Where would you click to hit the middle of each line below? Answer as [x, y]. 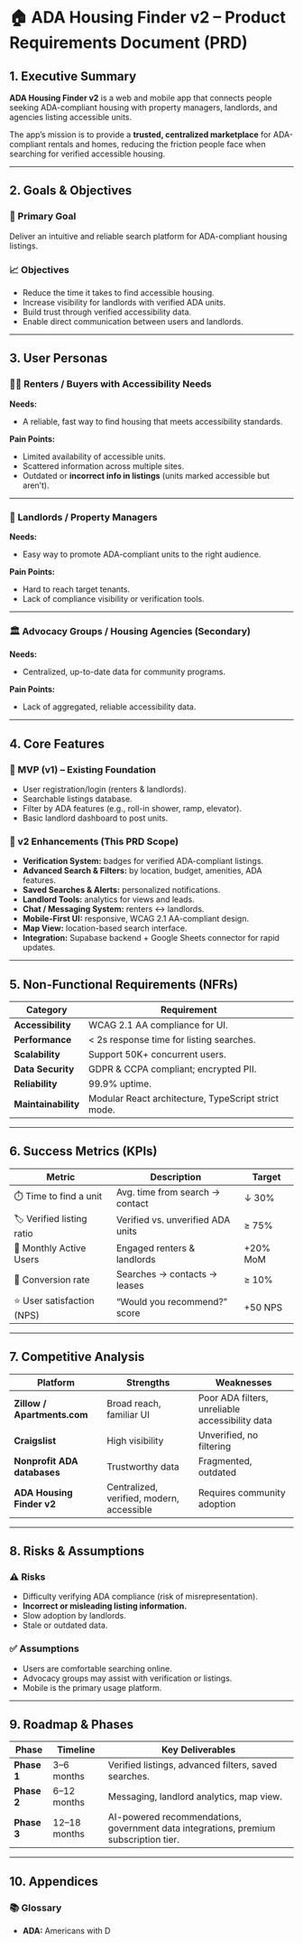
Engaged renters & [156, 1248]
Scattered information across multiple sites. [103, 465]
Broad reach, [134, 1403]
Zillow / [30, 1403]
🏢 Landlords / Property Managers [83, 517]
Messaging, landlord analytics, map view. [195, 1797]
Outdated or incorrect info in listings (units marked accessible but [146, 475]
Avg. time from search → [168, 1192]
